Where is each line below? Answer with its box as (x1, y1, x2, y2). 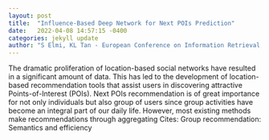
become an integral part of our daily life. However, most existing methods (8, 106, 251, 116)
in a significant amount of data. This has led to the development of (8, 72, 228, 82)
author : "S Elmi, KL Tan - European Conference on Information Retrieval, (8, 42, 264, 50)
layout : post (8, 11, 52, 20)
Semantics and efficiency (8, 123, 92, 133)
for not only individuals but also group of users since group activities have (8, 98, 254, 107)
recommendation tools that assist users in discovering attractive (31, 81, 243, 90)
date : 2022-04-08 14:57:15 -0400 (8, 26, 128, 34)
